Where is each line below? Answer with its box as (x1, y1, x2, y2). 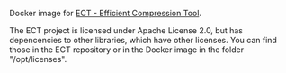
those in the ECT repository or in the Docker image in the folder (9, 44, 245, 55)
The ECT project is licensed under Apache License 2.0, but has (9, 25, 243, 35)
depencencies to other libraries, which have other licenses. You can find (9, 35, 277, 45)
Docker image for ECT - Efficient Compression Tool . (9, 8, 202, 18)
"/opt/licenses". (9, 54, 67, 64)
